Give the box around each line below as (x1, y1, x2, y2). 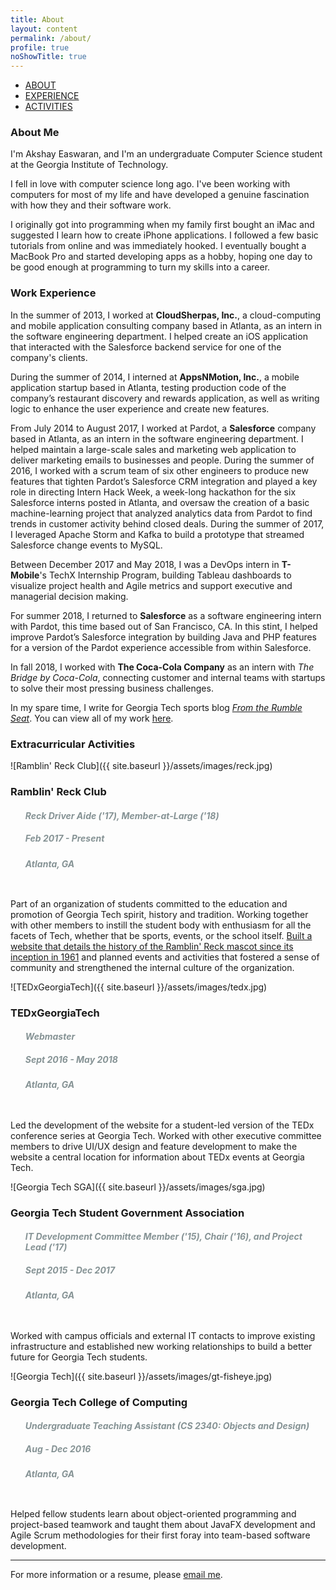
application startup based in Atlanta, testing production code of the (10, 381, 287, 393)
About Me (10, 126, 60, 140)
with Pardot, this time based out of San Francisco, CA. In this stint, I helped (10, 620, 318, 632)
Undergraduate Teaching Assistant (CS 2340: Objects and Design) (24, 1420, 310, 1432)
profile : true (10, 42, 70, 53)
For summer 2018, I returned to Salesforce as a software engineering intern (10, 609, 322, 621)
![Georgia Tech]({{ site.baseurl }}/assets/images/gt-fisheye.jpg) (10, 1370, 273, 1382)
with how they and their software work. (10, 199, 172, 211)
